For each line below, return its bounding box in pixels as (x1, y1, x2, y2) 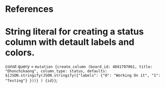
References (5, 3, 54, 15)
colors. (5, 47, 35, 58)
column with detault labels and (5, 37, 135, 48)
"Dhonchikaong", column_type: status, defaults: (5, 69, 108, 74)
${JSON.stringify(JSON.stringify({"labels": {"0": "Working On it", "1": (5, 73, 161, 78)
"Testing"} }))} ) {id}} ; (5, 78, 58, 84)
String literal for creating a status (5, 26, 144, 38)
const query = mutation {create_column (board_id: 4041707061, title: (5, 63, 153, 70)
